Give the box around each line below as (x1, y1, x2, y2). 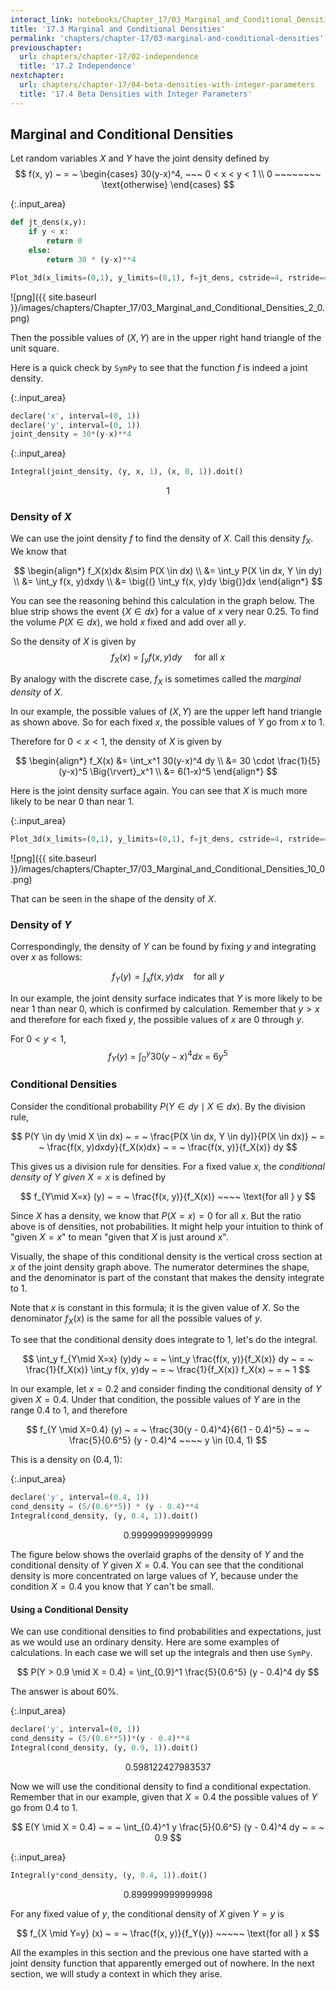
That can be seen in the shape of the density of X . (10, 892, 217, 905)
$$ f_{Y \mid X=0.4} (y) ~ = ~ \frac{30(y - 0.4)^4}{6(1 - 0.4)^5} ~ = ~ (26, 1424, 310, 1436)
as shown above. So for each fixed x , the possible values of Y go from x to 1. (10, 716, 326, 728)
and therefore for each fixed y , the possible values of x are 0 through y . (10, 1013, 305, 1025)
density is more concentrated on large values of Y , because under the (10, 1570, 299, 1582)
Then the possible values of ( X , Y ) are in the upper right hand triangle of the (10, 331, 322, 343)
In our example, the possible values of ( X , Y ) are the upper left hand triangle (10, 705, 322, 717)
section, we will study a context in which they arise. (10, 1967, 223, 1980)
